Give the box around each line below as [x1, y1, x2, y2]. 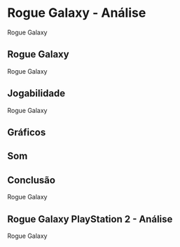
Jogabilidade [7, 88, 66, 100]
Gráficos [7, 126, 46, 138]
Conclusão [7, 174, 56, 186]
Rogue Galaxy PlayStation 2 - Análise [7, 213, 173, 225]
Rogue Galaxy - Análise [7, 5, 146, 21]
